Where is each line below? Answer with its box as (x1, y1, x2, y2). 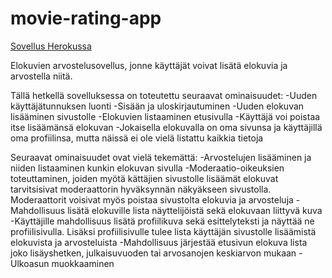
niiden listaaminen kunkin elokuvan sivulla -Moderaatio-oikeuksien (10, 162, 285, 174)
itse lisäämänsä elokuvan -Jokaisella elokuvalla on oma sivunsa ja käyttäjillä (10, 121, 323, 133)
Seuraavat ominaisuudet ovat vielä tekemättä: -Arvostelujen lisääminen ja (10, 151, 312, 163)
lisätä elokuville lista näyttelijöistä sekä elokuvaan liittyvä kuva (67, 204, 323, 216)
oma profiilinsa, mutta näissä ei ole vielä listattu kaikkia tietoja (10, 132, 264, 144)
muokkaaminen (51, 257, 115, 269)
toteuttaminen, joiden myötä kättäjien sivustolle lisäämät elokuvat (10, 172, 279, 184)
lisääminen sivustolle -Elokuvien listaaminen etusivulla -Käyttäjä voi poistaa (10, 110, 321, 122)
